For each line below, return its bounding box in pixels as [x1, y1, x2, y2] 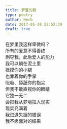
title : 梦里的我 [5, 7, 37, 13]
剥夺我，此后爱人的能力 [5, 54, 54, 60]
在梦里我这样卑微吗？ [5, 41, 50, 48]
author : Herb [5, 17, 33, 22]
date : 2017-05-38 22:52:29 [5, 21, 62, 27]
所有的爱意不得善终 [5, 48, 46, 54]
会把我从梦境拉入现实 [5, 99, 50, 105]
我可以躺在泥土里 [5, 60, 41, 67]
